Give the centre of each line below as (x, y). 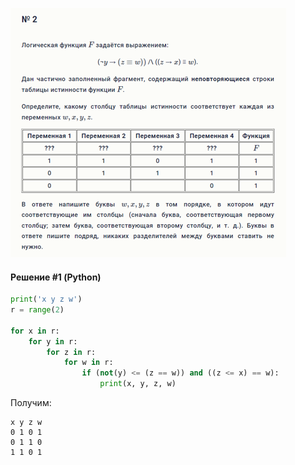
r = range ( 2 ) (37, 310)
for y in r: (53, 341)
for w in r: (88, 363)
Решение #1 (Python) (56, 277)
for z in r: (71, 352)
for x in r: (35, 331)
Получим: (31, 403)
